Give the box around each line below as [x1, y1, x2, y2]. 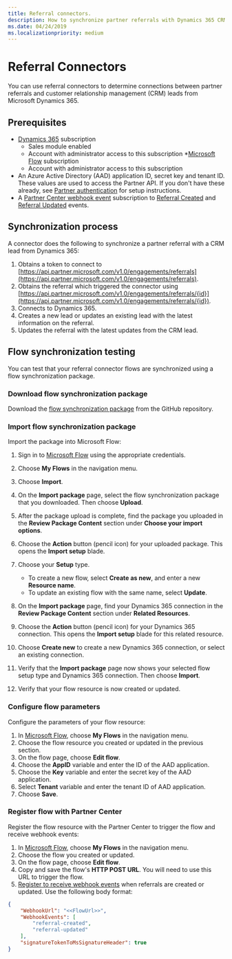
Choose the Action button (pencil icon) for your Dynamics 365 [17, 623, 196, 631]
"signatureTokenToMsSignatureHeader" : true [20, 940, 147, 947]
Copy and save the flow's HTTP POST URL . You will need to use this [17, 865, 212, 873]
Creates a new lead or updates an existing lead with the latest [17, 311, 193, 320]
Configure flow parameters [8, 702, 101, 712]
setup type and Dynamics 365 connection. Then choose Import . [17, 671, 200, 680]
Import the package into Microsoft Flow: [8, 438, 121, 446]
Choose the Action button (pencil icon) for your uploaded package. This [17, 540, 223, 548]
